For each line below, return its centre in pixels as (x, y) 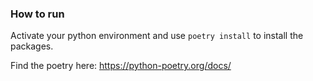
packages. (32, 46)
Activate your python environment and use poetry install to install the (157, 36)
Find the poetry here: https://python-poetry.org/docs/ (121, 66)
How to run (37, 14)
